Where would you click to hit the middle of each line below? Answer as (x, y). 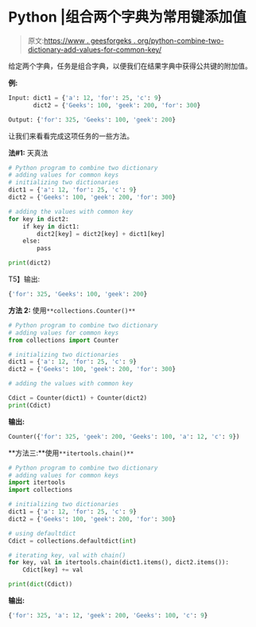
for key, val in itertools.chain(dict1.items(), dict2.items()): (118, 563)
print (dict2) (30, 263)
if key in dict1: (51, 226)
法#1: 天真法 (28, 153)
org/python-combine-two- (180, 41)
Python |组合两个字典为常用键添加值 (127, 17)
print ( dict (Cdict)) (41, 584)
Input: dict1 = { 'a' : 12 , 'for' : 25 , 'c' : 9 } (85, 98)
